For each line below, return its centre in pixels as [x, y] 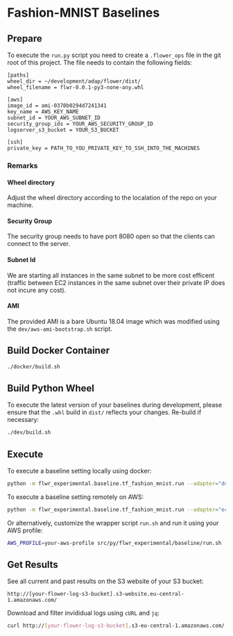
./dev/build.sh [29, 432]
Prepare [25, 39]
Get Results [33, 564]
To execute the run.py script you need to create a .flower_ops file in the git [114, 55]
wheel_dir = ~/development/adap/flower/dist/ [74, 81]
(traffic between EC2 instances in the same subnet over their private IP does [116, 282]
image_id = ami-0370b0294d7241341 [57, 106]
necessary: [23, 420]
